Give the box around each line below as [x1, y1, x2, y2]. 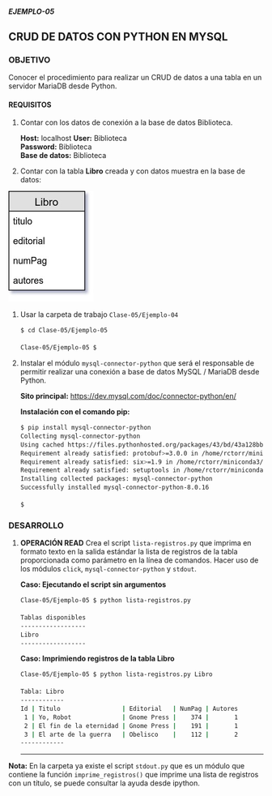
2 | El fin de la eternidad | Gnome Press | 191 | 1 [23, 721, 239, 730]
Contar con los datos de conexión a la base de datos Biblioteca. [19, 118, 233, 127]
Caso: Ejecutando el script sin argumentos [19, 580, 167, 589]
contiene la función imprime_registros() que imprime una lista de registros [8, 770, 259, 780]
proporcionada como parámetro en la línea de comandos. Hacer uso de [19, 555, 259, 565]
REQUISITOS [8, 100, 52, 109]
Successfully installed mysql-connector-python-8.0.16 [19, 483, 210, 492]
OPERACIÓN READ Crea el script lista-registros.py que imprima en [19, 538, 252, 548]
